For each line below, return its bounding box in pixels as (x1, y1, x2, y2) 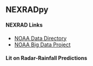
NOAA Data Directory (14, 34, 67, 42)
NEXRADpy (5, 5, 49, 15)
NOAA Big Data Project (14, 41, 71, 48)
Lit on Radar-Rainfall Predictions (5, 55, 88, 62)
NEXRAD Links (5, 21, 43, 29)
